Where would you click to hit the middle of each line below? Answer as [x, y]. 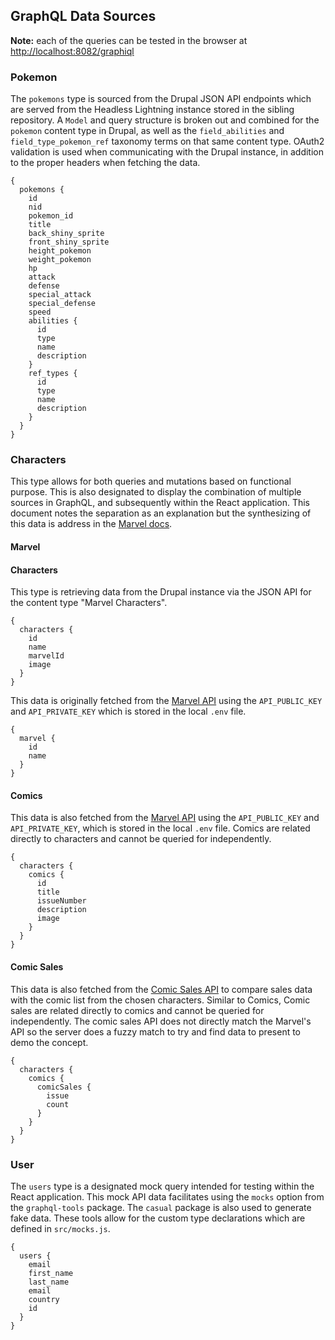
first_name [51, 1273]
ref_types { [53, 374]
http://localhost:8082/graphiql [72, 51]
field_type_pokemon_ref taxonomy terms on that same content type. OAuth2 [167, 141]
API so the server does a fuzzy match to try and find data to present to [156, 1031]
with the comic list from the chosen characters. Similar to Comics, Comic [160, 1000]
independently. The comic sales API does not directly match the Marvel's [161, 1021]
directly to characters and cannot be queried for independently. [141, 839]
